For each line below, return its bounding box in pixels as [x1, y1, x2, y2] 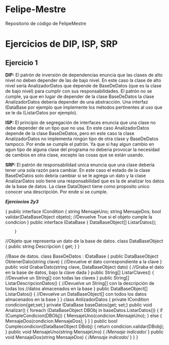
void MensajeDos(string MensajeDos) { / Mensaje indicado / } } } [5, 334, 139, 340]
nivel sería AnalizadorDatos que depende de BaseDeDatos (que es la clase [5, 82, 162, 88]
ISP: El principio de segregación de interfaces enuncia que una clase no [5, 119, 156, 126]
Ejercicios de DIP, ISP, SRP [5, 38, 118, 50]
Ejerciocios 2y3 [5, 198, 39, 204]
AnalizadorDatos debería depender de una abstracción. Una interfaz [5, 99, 148, 105]
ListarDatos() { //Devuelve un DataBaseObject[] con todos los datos [5, 291, 147, 297]
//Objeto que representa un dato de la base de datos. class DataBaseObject [5, 238, 163, 244]
